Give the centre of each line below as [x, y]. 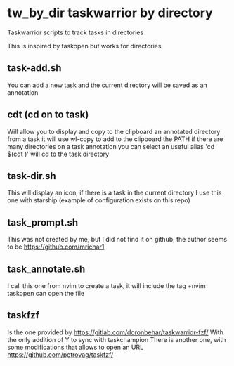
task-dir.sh [32, 176]
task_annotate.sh [46, 269]
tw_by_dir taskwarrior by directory [110, 13]
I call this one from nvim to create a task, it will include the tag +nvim [106, 286]
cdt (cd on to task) [48, 115]
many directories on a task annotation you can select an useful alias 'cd [111, 146]
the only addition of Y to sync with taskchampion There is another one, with [117, 339]
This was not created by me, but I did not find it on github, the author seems [117, 240]
